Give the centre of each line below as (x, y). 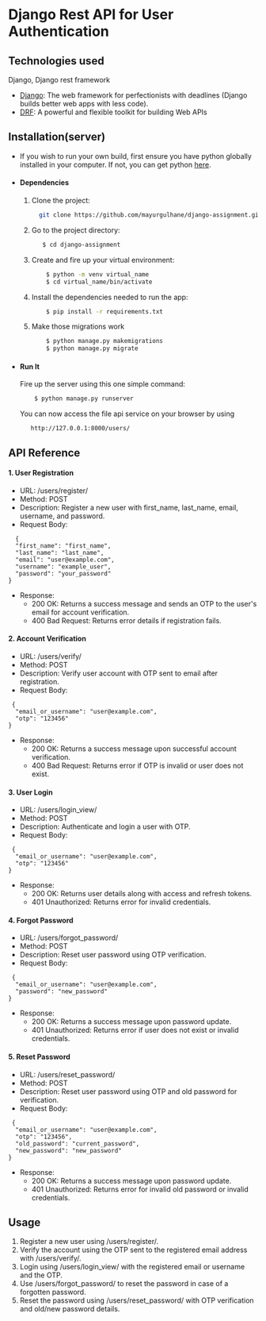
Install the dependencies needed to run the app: (110, 297)
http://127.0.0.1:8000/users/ (80, 429)
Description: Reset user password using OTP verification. (113, 955)
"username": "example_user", (63, 566)
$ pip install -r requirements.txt (105, 311)
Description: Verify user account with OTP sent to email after (119, 673)
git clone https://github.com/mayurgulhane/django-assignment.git (150, 215)
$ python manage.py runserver (84, 399)
